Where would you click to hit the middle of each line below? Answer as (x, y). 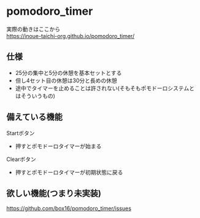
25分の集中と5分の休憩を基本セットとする (68, 72)
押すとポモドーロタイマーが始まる (58, 146)
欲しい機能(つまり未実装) (54, 193)
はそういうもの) (35, 96)
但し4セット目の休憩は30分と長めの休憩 (66, 80)
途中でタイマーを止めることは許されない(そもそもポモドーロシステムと (105, 88)
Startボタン (21, 133)
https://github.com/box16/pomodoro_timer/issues (69, 208)
